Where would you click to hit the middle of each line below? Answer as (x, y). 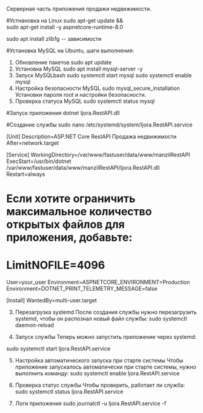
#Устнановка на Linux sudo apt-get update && (65, 20)
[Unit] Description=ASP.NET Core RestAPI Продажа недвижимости (92, 137)
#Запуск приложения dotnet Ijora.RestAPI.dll (63, 113)
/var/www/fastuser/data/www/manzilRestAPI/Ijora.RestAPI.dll (83, 168)
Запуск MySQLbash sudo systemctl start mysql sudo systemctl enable (103, 75)
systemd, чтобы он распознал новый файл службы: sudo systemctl (101, 319)
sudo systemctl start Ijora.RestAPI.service (58, 349)
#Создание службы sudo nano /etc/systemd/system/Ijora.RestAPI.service (99, 125)
